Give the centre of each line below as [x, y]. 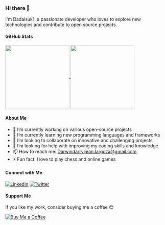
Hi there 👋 [18, 8]
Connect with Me [24, 173]
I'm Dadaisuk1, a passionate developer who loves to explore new [73, 19]
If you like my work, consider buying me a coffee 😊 [60, 207]
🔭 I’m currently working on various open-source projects [72, 129]
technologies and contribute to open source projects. [61, 25]
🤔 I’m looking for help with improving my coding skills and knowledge [85, 146]
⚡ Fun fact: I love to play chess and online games [64, 159]
